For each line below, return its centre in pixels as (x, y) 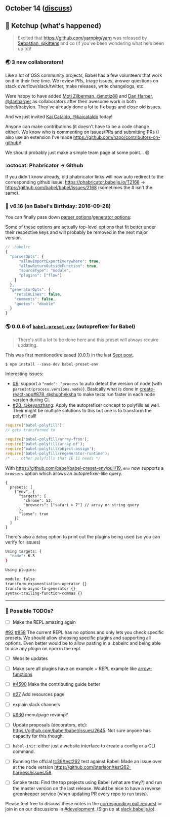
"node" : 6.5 (23, 556)
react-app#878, (29, 395)
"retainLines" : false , (38, 294)
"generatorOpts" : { (30, 289)
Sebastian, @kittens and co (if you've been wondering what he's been (91, 43)
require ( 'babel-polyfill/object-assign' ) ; (51, 449)
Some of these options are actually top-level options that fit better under (81, 227)
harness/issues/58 (32, 773)
